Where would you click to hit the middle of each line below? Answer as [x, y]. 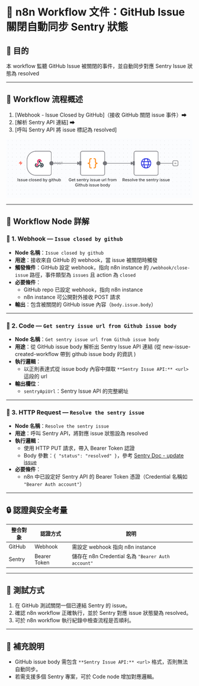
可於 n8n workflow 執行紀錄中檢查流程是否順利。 [74, 620]
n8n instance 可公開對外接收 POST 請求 [72, 297]
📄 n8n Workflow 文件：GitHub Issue [96, 12]
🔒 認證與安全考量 [37, 510]
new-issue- [176, 347]
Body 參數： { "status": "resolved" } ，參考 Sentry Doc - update [104, 456]
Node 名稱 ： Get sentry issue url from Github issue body [87, 339]
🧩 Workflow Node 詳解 [48, 222]
